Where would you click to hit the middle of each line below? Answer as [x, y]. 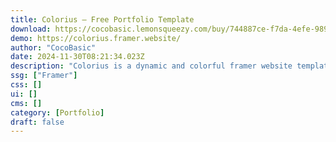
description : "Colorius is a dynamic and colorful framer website [151, 66]
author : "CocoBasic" [53, 47]
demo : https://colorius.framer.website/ [96, 38]
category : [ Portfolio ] [57, 112]
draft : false [37, 122]
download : [31, 29]
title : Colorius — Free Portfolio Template [102, 19]
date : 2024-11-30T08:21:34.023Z [77, 57]
